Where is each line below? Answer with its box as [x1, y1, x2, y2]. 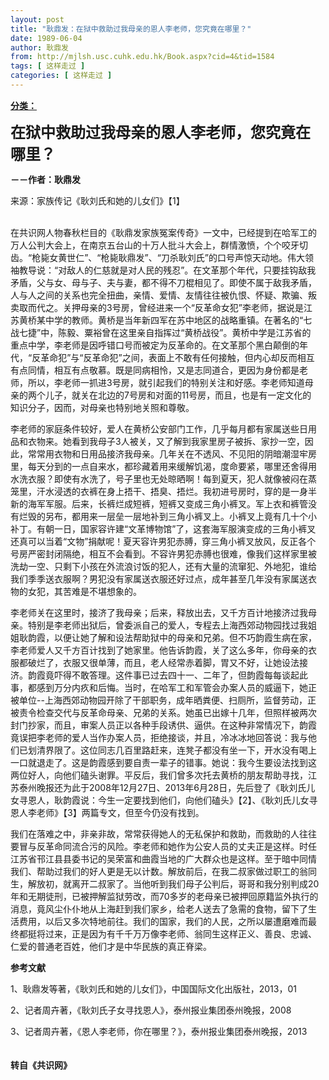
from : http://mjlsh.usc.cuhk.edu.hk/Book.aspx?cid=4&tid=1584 [10, 52, 275, 62]
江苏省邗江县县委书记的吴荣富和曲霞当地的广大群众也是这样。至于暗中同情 [10, 852, 317, 865]
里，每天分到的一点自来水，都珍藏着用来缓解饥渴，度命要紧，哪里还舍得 [10, 460, 308, 472]
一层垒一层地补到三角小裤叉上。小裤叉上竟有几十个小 [97, 510, 317, 522]
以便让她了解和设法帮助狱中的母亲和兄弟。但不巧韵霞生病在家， [53, 631, 317, 643]
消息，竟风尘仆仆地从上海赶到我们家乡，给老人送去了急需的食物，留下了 [10, 902, 308, 915]
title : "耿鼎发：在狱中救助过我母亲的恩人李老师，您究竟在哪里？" [10, 24, 252, 34]
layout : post [10, 14, 65, 25]
